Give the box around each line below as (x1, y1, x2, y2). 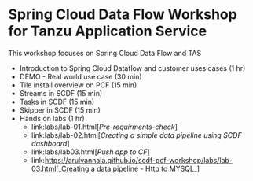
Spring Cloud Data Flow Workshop (8, 6, 237, 24)
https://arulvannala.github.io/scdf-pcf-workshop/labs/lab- (44, 155, 233, 164)
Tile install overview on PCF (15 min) (19, 80, 137, 90)
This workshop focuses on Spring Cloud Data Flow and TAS (8, 48, 202, 57)
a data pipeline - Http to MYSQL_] (90, 164, 200, 173)
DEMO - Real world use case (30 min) (19, 72, 143, 81)
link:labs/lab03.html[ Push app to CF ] (31, 147, 151, 157)
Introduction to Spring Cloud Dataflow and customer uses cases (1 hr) (19, 63, 246, 72)
